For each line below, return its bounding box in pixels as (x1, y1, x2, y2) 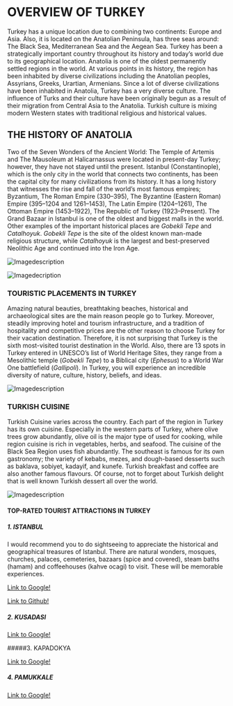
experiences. (7, 569, 45, 578)
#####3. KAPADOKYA (7, 643, 71, 652)
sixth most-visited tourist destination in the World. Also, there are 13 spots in (7, 341, 226, 350)
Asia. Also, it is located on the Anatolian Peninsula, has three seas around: (7, 34, 219, 43)
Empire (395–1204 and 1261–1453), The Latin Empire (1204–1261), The (7, 200, 207, 208)
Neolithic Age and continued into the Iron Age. (7, 243, 140, 252)
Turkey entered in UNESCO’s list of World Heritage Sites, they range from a (7, 349, 223, 357)
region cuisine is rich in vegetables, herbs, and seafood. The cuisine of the (7, 440, 221, 449)
